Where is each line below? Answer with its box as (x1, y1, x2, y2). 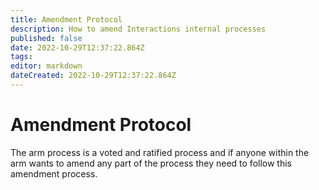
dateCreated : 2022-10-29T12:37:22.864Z (10, 71, 177, 81)
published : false (10, 33, 83, 43)
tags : (10, 52, 33, 62)
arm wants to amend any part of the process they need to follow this (10, 157, 292, 169)
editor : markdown (10, 61, 83, 71)
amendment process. (10, 167, 98, 180)
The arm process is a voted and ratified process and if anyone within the (10, 146, 310, 158)
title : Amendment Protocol (10, 14, 123, 25)
